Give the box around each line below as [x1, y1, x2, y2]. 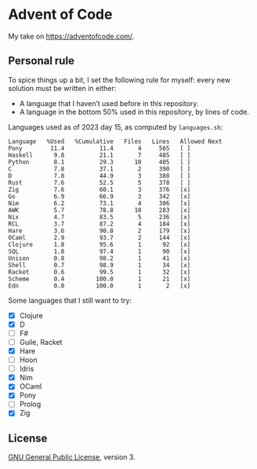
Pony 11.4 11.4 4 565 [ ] [8, 144, 191, 152]
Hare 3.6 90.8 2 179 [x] [8, 226, 191, 235]
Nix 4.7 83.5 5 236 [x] [8, 213, 191, 221]
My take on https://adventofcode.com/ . [8, 31, 135, 41]
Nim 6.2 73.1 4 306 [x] [8, 199, 191, 207]
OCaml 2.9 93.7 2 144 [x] [8, 233, 191, 241]
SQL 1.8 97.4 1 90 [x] [8, 247, 191, 255]
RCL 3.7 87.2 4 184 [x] [8, 220, 191, 228]
